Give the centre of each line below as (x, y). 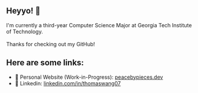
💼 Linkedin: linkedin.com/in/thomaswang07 (68, 83)
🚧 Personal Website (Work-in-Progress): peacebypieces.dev (89, 77)
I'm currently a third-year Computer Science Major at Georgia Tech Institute (99, 25)
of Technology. (25, 31)
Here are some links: (45, 63)
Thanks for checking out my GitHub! (51, 44)
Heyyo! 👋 (23, 11)
